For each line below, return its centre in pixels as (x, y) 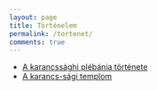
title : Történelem (43, 26)
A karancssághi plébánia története (85, 67)
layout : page (33, 17)
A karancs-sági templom (67, 77)
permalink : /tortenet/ (51, 34)
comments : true (37, 42)
